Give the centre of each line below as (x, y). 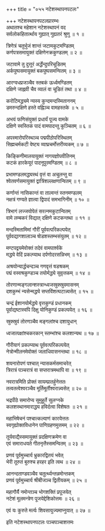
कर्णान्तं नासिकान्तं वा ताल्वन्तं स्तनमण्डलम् (44, 193)
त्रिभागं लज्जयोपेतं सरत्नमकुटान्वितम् (38, 211)
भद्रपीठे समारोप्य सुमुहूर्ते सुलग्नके (35, 400)
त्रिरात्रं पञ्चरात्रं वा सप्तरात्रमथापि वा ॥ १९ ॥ (46, 370)
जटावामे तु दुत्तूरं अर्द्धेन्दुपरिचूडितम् (36, 64)
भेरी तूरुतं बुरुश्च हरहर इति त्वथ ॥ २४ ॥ (43, 462)
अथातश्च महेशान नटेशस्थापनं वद (36, 27)
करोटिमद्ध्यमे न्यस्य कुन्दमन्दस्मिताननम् (41, 101)
